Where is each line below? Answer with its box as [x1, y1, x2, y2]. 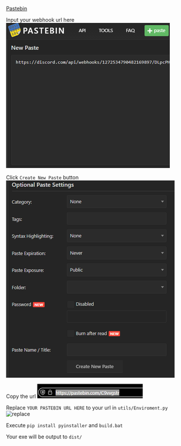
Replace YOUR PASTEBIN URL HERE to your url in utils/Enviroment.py [6, 404, 168, 411]
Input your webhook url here [6, 16, 75, 23]
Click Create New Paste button [6, 174, 79, 181]
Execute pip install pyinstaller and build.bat [6, 422, 123, 428]
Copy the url [6, 393, 36, 400]
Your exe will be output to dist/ [6, 433, 83, 440]
